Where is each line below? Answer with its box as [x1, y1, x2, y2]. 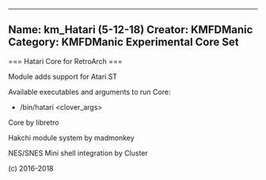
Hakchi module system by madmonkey [8, 133, 135, 142]
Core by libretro [8, 118, 59, 127]
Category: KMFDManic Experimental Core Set [8, 36, 239, 49]
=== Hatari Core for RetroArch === [8, 56, 123, 66]
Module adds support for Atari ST [8, 72, 117, 81]
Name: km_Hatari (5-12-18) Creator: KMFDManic [8, 23, 253, 36]
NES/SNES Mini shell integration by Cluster [8, 148, 148, 158]
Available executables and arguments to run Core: [8, 87, 171, 96]
